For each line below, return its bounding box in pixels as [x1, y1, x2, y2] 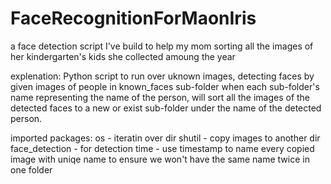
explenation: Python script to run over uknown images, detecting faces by [10, 70, 315, 82]
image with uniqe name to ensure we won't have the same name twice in [10, 153, 310, 165]
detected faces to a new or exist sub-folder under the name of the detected [10, 102, 322, 114]
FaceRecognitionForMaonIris [10, 7, 257, 30]
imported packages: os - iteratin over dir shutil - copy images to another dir [10, 132, 321, 144]
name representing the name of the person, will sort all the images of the [10, 91, 311, 103]
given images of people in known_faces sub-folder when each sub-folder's [10, 80, 320, 92]
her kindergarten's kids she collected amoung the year [10, 50, 236, 62]
